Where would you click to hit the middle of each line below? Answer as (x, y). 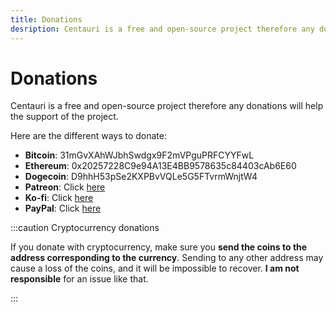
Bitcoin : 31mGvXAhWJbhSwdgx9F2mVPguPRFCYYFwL (139, 155)
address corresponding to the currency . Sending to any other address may (167, 258)
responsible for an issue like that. (79, 279)
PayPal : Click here (63, 208)
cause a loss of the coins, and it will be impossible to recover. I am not (155, 268)
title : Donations (46, 19)
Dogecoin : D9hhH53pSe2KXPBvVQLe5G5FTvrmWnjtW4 (141, 177)
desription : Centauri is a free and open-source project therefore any (162, 29)
